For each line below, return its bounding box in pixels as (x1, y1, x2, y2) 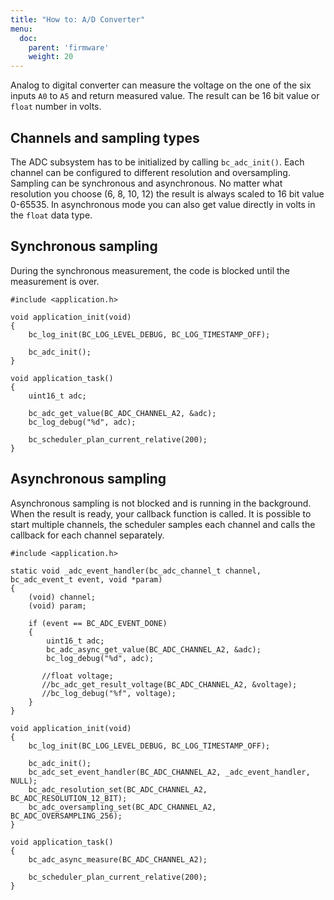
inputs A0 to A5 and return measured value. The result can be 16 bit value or (10, 90, 320, 102)
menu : (10, 24, 33, 34)
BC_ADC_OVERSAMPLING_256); (10, 811, 123, 821)
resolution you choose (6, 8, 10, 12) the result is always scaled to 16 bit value (10, 187, 325, 200)
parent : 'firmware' (28, 42, 110, 53)
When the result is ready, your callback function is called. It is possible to (10, 507, 312, 520)
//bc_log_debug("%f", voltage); (41, 688, 177, 698)
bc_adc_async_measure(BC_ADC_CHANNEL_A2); (28, 854, 208, 865)
